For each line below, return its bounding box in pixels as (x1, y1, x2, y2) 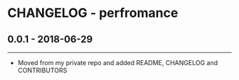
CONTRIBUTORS (17, 66, 68, 74)
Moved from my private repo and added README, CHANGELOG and (17, 59, 218, 67)
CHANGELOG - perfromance (7, 5, 179, 21)
